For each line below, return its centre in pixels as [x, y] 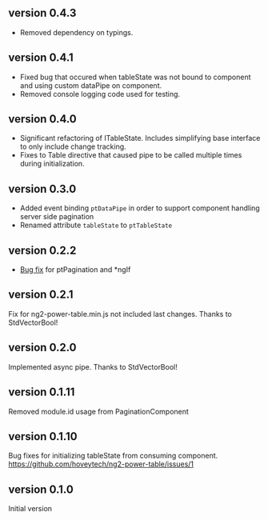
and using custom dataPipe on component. [91, 85]
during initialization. [52, 164]
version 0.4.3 [42, 13]
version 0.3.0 [42, 188]
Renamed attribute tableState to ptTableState [96, 225]
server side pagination [57, 217]
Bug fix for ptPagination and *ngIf [75, 270]
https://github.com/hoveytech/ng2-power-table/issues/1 [101, 464]
